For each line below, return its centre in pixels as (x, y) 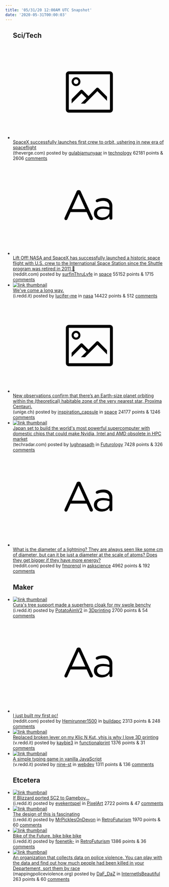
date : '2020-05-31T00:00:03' (36, 15)
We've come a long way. (38, 290)
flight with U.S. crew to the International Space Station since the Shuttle (88, 263)
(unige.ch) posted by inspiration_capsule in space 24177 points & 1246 (87, 412)
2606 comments (30, 158)
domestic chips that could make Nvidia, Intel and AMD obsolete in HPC (87, 433)
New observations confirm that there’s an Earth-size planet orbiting (83, 396)
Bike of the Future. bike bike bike (47, 836)
